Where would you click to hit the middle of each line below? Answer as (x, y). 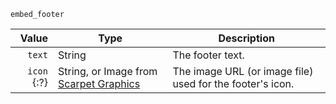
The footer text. (208, 55)
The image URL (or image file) (243, 71)
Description (246, 38)
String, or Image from (107, 71)
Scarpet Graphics (99, 83)
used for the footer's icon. (233, 83)
